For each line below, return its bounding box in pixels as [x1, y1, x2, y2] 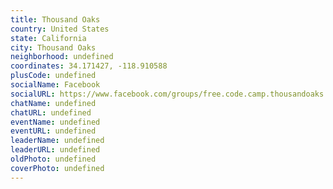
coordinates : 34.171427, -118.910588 [10, 61, 168, 71]
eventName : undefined [10, 117, 101, 127]
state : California [10, 33, 87, 43]
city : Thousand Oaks [10, 42, 97, 53]
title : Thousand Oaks [10, 14, 101, 25]
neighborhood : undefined [10, 52, 114, 62]
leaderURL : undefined [10, 145, 101, 155]
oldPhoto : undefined [10, 154, 97, 164]
